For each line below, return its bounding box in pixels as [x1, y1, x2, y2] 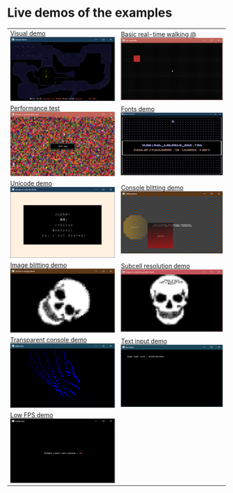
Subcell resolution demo [121, 261, 191, 270]
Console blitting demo [121, 183, 184, 192]
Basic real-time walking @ [121, 30, 196, 38]
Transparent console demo [10, 336, 87, 344]
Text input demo [121, 337, 168, 345]
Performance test [10, 104, 60, 113]
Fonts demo [121, 105, 155, 113]
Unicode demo [10, 179, 53, 188]
